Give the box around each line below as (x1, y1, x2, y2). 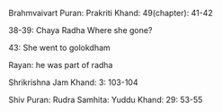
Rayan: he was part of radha (8, 60, 113, 70)
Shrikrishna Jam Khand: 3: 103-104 (8, 77, 138, 88)
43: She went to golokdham (8, 42, 111, 53)
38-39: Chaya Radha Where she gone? (8, 25, 153, 35)
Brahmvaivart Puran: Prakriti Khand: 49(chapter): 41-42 (8, 8, 213, 18)
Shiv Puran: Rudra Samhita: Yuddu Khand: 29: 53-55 (8, 94, 203, 105)
